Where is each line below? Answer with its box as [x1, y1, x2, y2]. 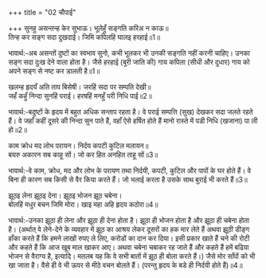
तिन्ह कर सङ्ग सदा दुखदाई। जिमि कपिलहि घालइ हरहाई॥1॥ [8, 33, 161, 41]
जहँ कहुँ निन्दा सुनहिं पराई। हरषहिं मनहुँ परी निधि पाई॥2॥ [8, 92, 153, 100]
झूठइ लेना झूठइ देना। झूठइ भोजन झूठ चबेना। [8, 191, 123, 200]
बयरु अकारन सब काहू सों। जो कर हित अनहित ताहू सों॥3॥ [8, 150, 158, 159]
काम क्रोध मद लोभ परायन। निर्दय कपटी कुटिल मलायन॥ [8, 141, 149, 151]
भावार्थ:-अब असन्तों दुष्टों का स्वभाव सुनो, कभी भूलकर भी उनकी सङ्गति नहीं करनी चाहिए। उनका [8, 49, 251, 57]
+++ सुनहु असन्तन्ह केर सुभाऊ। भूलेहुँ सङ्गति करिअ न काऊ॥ [8, 24, 169, 33]
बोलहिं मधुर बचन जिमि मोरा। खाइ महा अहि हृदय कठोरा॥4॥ [8, 200, 158, 209]
